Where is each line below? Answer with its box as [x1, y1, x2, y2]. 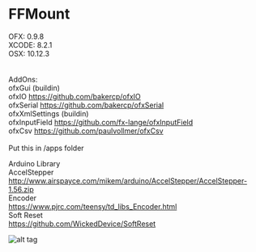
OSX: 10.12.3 [8, 48, 50, 58]
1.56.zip [8, 184, 34, 194]
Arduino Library [8, 158, 61, 168]
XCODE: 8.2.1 [8, 40, 53, 49]
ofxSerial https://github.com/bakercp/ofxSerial [8, 100, 164, 110]
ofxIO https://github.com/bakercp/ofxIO [8, 91, 142, 101]
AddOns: [8, 74, 38, 84]
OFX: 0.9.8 [8, 31, 45, 41]
